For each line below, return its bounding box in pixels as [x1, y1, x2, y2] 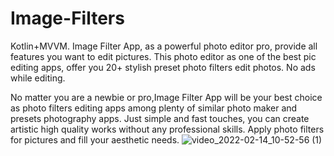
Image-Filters [10, 7, 125, 30]
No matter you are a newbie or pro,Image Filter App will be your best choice [10, 91, 323, 103]
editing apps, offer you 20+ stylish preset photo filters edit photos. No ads [10, 61, 316, 73]
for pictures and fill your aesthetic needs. [10, 133, 180, 146]
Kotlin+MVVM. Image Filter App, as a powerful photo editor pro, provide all [10, 40, 318, 52]
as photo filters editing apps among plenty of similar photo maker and [10, 102, 298, 114]
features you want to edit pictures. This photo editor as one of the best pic [10, 50, 317, 62]
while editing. [10, 72, 66, 84]
